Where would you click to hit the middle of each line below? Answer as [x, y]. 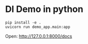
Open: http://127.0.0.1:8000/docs [39, 36]
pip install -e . [23, 22]
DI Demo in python [44, 9]
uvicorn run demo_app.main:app [38, 27]
